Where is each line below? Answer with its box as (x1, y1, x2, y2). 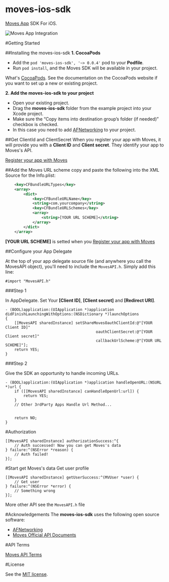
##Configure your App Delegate (5, 248, 72, 254)
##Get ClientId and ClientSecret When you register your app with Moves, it (5, 136, 161, 142)
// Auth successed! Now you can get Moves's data (14, 443, 121, 448)
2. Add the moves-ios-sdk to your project (5, 90, 94, 96)
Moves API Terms (5, 551, 42, 558)
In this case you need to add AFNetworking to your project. (12, 127, 136, 133)
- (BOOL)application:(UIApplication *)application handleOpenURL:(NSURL (5, 380, 162, 385)
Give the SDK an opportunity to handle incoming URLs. (5, 370, 120, 376)
